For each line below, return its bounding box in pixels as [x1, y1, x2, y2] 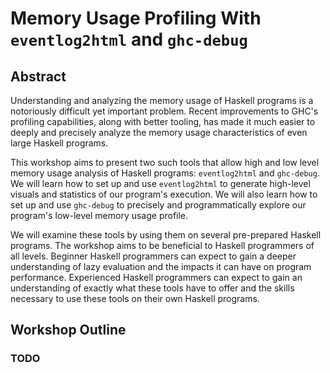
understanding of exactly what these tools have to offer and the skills [10, 282, 295, 294]
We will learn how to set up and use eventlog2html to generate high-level [10, 178, 311, 189]
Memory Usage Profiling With [10, 7, 262, 30]
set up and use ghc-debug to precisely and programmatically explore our [10, 199, 307, 211]
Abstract [10, 68, 67, 85]
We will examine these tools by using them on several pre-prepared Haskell [10, 229, 322, 241]
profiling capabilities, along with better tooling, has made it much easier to [10, 116, 316, 127]
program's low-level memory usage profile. [10, 210, 189, 221]
